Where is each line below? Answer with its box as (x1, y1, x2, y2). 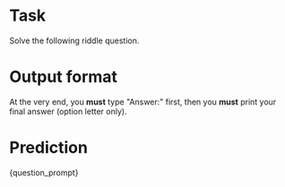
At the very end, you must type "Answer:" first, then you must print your (9, 96, 277, 107)
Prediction (9, 138, 88, 158)
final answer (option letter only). (9, 105, 127, 117)
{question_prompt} (9, 167, 79, 178)
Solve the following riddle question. (9, 35, 140, 46)
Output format (9, 67, 118, 87)
